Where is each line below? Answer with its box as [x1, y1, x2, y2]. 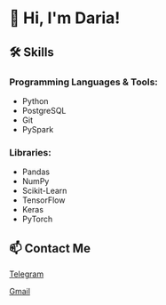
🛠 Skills [9, 44, 55, 60]
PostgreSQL [21, 105, 67, 116]
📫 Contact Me [9, 240, 91, 256]
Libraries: [9, 146, 51, 158]
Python [21, 95, 49, 106]
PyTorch [21, 213, 53, 225]
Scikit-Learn [21, 186, 67, 197]
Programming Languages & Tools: [9, 76, 158, 88]
